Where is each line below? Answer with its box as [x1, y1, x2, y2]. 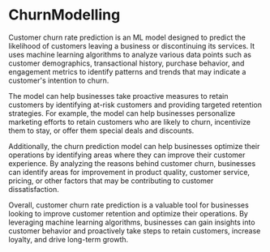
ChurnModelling [8, 6, 121, 24]
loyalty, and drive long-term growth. [8, 234, 129, 244]
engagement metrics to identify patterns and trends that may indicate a [8, 66, 246, 76]
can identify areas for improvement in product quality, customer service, [8, 167, 250, 177]
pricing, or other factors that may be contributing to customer [8, 176, 214, 186]
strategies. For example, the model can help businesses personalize [8, 108, 236, 118]
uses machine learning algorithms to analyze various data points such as [8, 49, 251, 59]
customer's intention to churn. [8, 75, 109, 85]
